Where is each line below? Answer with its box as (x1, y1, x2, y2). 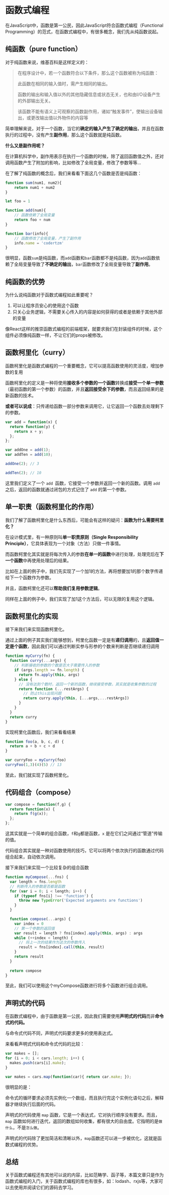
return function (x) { (10, 806, 55, 812)
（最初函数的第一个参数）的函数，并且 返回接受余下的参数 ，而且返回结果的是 (5, 386, 164, 392)
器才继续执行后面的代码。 (5, 1101, 58, 1107)
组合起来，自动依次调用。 (5, 854, 58, 860)
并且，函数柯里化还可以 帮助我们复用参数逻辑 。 (5, 585, 102, 591)
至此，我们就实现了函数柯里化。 (5, 772, 71, 778)
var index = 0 (14, 921, 44, 926)
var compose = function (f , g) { (5, 802, 71, 807)
